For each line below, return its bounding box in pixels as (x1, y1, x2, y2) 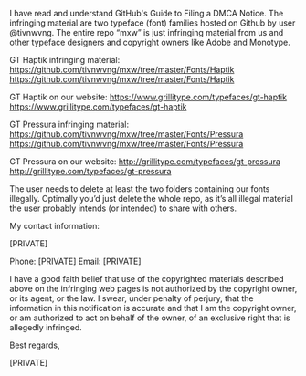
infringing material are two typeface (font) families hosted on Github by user (9, 17, 296, 28)
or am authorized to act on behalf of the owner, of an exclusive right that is (9, 312, 290, 323)
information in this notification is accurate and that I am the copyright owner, (9, 303, 297, 313)
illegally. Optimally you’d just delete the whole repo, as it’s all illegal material (9, 193, 294, 204)
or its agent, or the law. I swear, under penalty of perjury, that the (9, 293, 254, 304)
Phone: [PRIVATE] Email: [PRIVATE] (9, 256, 142, 266)
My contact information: (9, 221, 100, 231)
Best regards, (9, 339, 60, 350)
